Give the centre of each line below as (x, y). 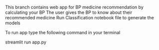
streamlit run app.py (26, 42)
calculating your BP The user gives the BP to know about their (69, 12)
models (13, 23)
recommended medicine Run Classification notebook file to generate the (80, 18)
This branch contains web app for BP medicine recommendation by (74, 7)
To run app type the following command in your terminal (63, 32)
